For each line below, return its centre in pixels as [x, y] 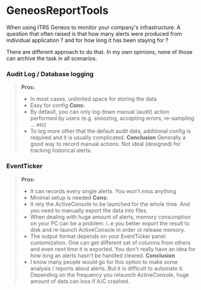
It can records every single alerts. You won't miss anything [103, 191]
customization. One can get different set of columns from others [110, 242]
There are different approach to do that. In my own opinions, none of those [99, 51]
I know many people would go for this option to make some [104, 262]
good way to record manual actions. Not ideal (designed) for [105, 144]
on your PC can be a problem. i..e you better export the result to [110, 223]
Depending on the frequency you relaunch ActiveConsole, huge [110, 275]
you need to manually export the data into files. [89, 210]
